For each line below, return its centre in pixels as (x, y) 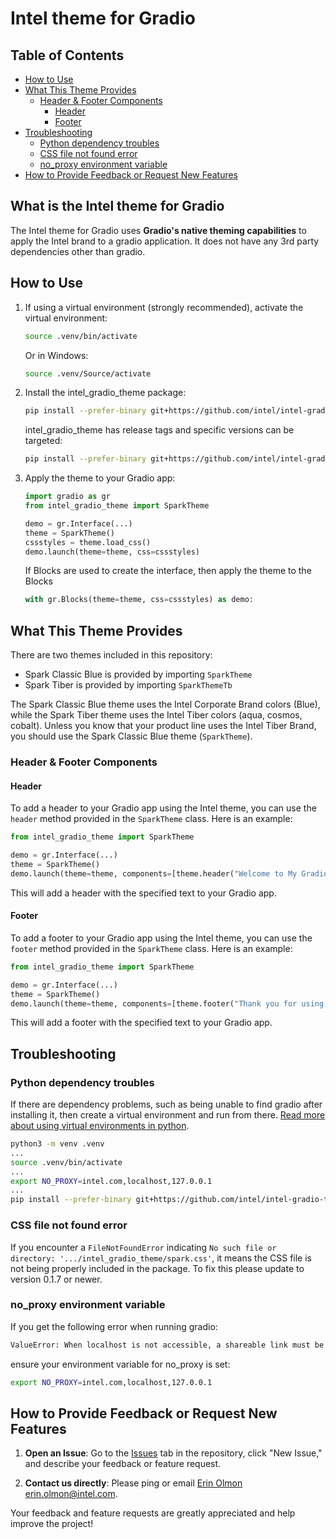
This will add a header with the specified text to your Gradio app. (143, 893)
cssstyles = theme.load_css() (88, 542)
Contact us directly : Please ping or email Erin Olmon (133, 1483)
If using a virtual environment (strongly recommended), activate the (164, 307)
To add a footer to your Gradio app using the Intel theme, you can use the (161, 938)
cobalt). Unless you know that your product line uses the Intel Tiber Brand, (163, 726)
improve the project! (52, 1524)
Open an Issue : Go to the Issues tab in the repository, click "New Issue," (173, 1453)
